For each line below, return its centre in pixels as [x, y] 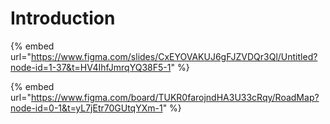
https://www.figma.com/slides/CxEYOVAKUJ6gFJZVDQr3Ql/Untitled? [174, 56]
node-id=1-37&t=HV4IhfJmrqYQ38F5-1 [91, 67]
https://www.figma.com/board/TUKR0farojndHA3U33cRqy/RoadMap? [175, 97]
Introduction [63, 18]
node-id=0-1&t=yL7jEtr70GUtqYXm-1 [86, 108]
